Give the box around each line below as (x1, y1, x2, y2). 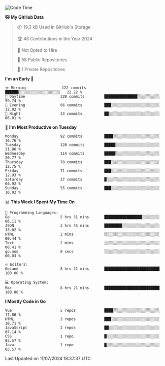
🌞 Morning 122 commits (5, 85, 86, 90)
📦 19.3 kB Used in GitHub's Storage (17, 24, 91, 30)
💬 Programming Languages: (5, 210, 58, 215)
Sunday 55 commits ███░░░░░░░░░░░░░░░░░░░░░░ (5, 185, 160, 190)
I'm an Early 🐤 (5, 76, 34, 81)
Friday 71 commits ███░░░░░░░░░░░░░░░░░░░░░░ (5, 168, 160, 173)
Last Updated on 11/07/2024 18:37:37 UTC (5, 356, 91, 361)
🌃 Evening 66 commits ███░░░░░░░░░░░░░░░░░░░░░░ (5, 103, 160, 108)
